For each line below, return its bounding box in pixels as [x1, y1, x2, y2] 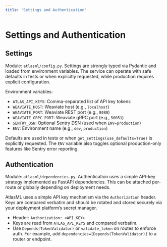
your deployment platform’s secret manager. [5, 205, 97, 211]
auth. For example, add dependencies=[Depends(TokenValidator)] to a [12, 231, 157, 237]
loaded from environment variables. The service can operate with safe [5, 68, 151, 74]
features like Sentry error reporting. [5, 145, 79, 152]
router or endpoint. [12, 236, 52, 242]
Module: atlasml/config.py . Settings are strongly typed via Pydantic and [5, 63, 156, 69]
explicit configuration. [5, 79, 50, 85]
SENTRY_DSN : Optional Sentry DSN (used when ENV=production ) [12, 120, 141, 126]
